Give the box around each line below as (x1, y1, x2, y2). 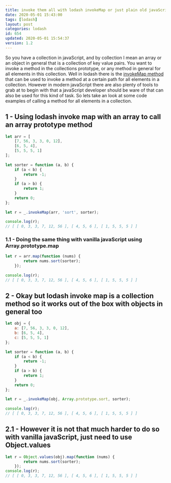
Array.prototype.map (5, 242, 60, 249)
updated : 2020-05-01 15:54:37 (5, 36, 70, 41)
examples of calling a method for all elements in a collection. (5, 98, 132, 104)
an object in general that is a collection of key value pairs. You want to (5, 60, 152, 66)
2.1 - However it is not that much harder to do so (5, 425, 160, 434)
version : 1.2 (5, 41, 33, 46)
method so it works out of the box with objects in (5, 300, 163, 308)
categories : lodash (5, 26, 47, 32)
